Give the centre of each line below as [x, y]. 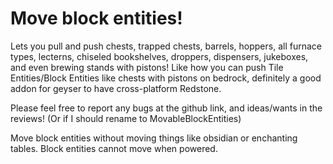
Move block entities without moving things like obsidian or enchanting [154, 138]
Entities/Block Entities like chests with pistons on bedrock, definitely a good [166, 78]
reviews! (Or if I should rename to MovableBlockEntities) [126, 118]
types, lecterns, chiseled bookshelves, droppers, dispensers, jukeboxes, [159, 56]
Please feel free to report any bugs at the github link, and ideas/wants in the [166, 108]
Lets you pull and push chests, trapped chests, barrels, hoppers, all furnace [166, 46]
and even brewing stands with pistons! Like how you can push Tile [147, 67]
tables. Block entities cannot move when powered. [114, 148]
